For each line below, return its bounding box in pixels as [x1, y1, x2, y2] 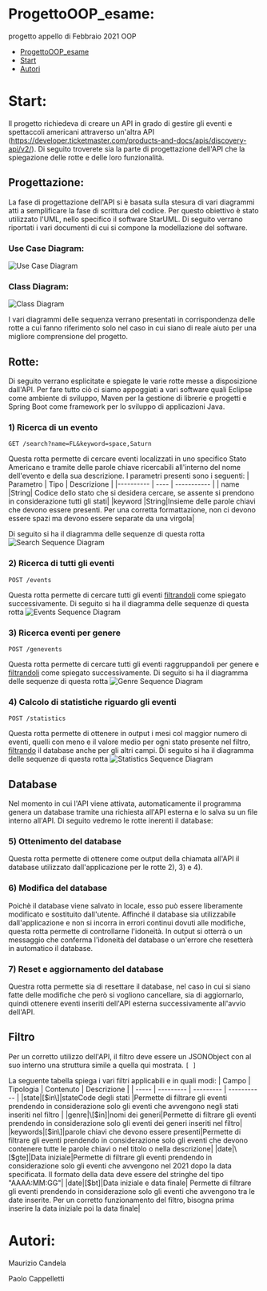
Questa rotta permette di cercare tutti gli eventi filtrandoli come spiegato [8, 590, 246, 600]
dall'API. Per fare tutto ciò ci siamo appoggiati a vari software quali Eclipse [8, 385, 253, 395]
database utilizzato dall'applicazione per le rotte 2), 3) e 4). [8, 863, 203, 872]
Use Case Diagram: [8, 242, 85, 253]
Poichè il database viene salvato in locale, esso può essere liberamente [8, 900, 244, 910]
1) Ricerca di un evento [8, 422, 98, 433]
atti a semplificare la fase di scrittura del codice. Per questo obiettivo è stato [8, 205, 259, 215]
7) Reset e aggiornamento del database [8, 963, 164, 974]
